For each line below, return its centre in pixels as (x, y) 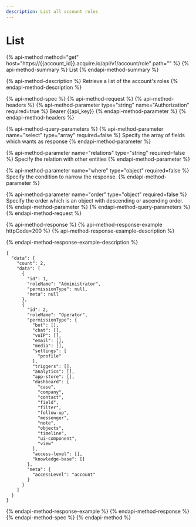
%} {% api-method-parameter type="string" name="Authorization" (108, 105)
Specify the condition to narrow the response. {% (66, 177)
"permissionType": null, (58, 289)
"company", (51, 392)
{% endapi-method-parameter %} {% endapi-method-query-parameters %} (98, 207)
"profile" (49, 356)
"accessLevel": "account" (64, 475)
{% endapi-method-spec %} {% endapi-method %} (69, 517)
